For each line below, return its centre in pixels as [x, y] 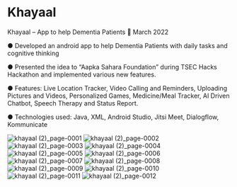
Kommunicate [28, 124]
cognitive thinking [33, 53]
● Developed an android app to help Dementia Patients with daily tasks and [117, 45]
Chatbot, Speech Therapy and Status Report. [73, 103]
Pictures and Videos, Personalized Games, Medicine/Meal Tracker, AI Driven [118, 96]
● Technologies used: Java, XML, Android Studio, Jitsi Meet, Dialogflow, [113, 117]
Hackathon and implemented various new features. [82, 74]
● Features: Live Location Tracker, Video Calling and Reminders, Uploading [117, 88]
